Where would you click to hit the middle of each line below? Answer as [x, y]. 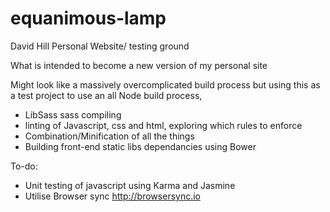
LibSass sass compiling [73, 114]
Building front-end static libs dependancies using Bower [140, 146]
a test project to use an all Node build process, [106, 95]
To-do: [24, 166]
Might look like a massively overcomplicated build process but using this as [165, 84]
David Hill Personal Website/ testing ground [100, 46]
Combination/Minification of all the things [109, 136]
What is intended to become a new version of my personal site [139, 65]
